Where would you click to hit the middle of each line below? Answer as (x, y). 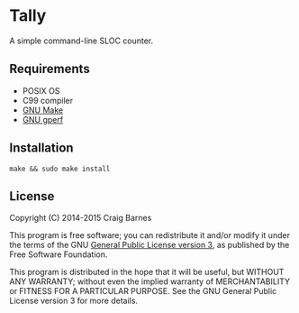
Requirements (50, 69)
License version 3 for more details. (73, 301)
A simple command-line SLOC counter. (82, 41)
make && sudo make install (60, 169)
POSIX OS (41, 90)
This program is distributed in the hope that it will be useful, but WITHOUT (147, 272)
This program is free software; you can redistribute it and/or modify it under (150, 235)
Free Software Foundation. (59, 254)
